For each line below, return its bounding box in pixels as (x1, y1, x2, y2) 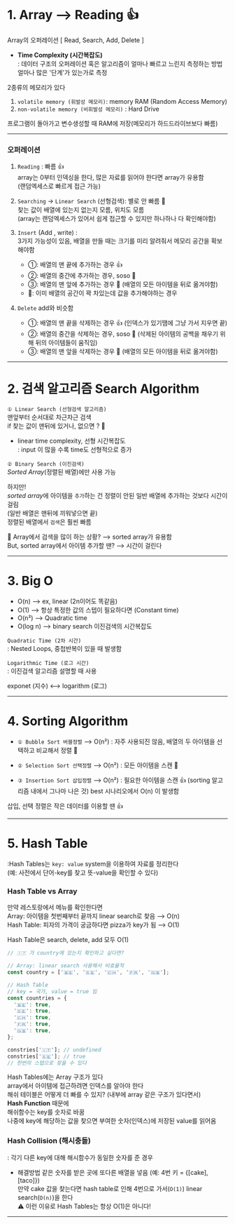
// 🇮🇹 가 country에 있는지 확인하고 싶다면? (7, 950, 124, 957)
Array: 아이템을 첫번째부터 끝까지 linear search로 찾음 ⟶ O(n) (7, 912, 180, 920)
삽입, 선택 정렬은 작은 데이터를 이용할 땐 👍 (7, 802, 124, 810)
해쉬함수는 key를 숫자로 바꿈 (7, 1108, 85, 1117)
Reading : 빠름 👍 (17, 162, 64, 170)
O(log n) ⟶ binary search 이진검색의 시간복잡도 (17, 622, 152, 631)
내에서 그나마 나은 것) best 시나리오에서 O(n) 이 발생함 (30, 787, 180, 795)
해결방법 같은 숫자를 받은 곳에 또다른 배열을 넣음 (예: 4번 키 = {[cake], (17, 1168, 208, 1176)
